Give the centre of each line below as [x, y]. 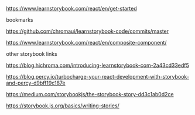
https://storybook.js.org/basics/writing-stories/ [63, 106]
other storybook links [32, 54]
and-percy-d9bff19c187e [36, 83]
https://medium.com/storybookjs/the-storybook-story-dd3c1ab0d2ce [90, 94]
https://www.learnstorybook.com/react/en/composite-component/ [86, 43]
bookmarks [20, 20]
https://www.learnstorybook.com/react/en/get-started [71, 9]
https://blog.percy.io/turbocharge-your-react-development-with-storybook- [97, 77]
